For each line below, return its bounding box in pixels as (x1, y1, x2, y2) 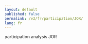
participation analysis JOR (4, 34, 57, 40)
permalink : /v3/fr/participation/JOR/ (4, 16, 83, 21)
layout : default (4, 7, 37, 12)
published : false (4, 12, 40, 16)
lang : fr (4, 20, 22, 26)
